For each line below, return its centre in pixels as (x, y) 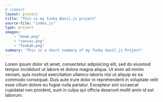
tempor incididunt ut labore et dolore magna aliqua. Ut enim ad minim (74, 69)
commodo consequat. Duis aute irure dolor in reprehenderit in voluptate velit (81, 79)
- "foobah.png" (29, 46)
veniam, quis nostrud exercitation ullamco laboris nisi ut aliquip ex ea (74, 74)
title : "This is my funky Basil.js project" (51, 18)
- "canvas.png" (29, 41)
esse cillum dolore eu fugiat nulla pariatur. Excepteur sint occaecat (72, 85)
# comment (15, 9)
